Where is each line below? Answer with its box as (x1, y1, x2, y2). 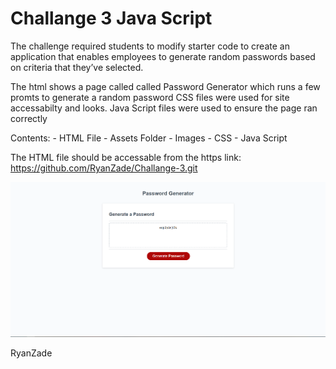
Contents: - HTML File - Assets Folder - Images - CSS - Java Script (10, 132, 288, 144)
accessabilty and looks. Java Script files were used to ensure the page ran (10, 102, 318, 114)
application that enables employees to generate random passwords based (10, 50, 316, 62)
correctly (10, 112, 48, 124)
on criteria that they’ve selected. (10, 61, 144, 73)
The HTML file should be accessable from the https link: (10, 151, 242, 163)
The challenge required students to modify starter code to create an (10, 40, 290, 52)
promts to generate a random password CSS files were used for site (10, 91, 290, 103)
